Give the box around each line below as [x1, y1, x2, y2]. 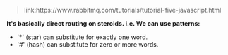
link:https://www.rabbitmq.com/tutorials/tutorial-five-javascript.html [23, 6, 222, 14]
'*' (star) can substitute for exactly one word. [16, 33, 148, 41]
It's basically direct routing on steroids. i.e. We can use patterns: [6, 19, 200, 27]
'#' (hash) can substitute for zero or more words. [16, 40, 159, 48]
